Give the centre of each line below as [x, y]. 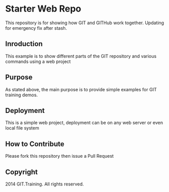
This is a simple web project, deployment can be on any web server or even [84, 123]
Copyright [22, 172]
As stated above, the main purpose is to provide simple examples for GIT [81, 89]
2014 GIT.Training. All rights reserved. [45, 184]
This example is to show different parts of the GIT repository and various [81, 56]
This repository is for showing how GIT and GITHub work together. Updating [85, 23]
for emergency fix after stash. [36, 28]
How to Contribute [35, 144]
